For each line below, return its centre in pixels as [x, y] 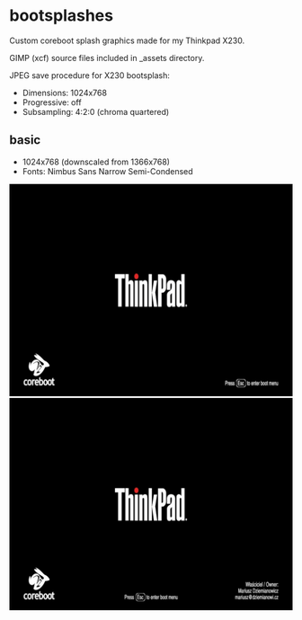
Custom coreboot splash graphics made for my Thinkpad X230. [127, 40]
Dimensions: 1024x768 [65, 93]
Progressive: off [52, 102]
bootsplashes [62, 16]
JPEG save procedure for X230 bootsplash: [90, 75]
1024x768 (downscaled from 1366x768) [96, 162]
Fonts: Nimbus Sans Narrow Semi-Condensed [107, 171]
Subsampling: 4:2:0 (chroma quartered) [96, 111]
